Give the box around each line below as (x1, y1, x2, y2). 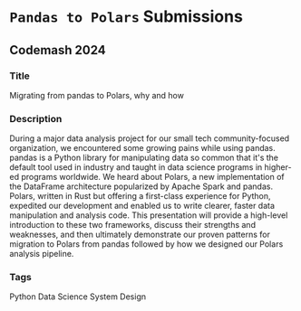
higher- (264, 162, 292, 173)
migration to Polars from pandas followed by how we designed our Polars (9, 239, 284, 250)
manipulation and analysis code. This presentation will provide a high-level (9, 210, 288, 221)
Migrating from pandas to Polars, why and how (9, 90, 184, 100)
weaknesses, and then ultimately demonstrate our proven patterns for (9, 229, 270, 240)
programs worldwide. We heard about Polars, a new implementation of (21, 172, 286, 183)
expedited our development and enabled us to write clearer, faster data (9, 201, 275, 212)
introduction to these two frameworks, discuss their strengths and (9, 220, 257, 231)
